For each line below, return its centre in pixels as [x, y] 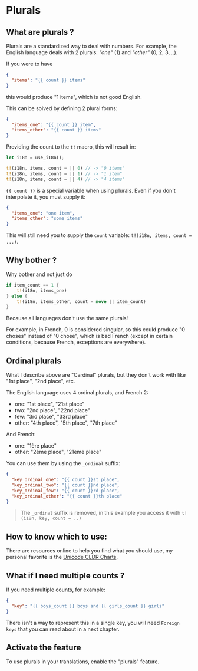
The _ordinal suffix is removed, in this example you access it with [100, 513]
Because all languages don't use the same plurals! [67, 318]
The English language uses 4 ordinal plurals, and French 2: [77, 393]
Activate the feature [44, 648]
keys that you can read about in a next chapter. [63, 629]
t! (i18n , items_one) [42, 290]
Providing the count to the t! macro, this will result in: [71, 147]
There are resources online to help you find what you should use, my [90, 551]
